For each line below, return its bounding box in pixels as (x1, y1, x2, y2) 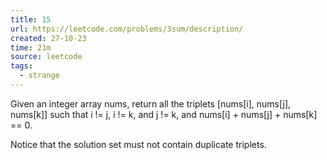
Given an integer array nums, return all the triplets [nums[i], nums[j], (10, 97, 292, 110)
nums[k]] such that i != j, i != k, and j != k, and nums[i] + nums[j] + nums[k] (10, 108, 318, 120)
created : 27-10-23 (10, 33, 87, 43)
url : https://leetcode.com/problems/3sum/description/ (10, 24, 244, 34)
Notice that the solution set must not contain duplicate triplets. (10, 138, 267, 150)
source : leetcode (10, 52, 83, 62)
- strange (19, 71, 60, 81)
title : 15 (10, 14, 52, 25)
